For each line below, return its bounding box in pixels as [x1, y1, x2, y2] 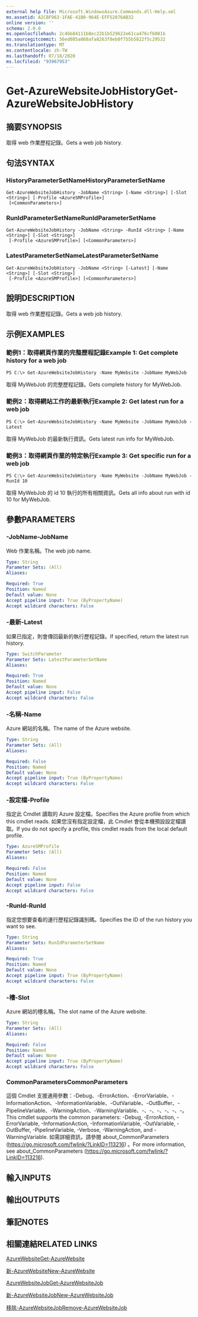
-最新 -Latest [6, 618, 43, 626]
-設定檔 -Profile [6, 796, 50, 804]
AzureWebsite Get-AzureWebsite [6, 1255, 85, 1262]
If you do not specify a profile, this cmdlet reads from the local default [17, 825, 188, 832]
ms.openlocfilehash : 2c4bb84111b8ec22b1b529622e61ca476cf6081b [6, 31, 166, 37]
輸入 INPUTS [6, 1172, 52, 1182]
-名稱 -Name [6, 710, 41, 718]
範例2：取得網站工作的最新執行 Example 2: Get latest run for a [6, 397, 184, 405]
